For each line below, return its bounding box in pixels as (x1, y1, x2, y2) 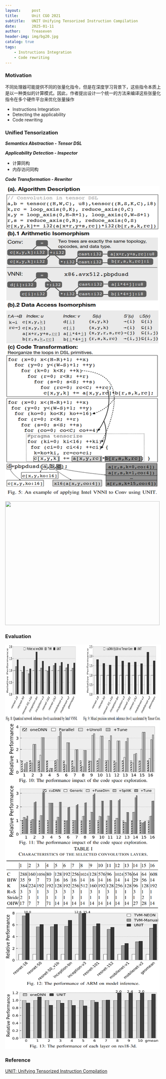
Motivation (5, 72, 32, 79)
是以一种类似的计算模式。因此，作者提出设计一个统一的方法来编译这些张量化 (5, 90, 161, 96)
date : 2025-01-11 (5, 24, 54, 29)
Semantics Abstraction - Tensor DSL (5, 140, 83, 146)
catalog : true (5, 40, 35, 45)
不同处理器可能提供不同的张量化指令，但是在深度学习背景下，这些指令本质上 (5, 84, 161, 90)
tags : (5, 45, 16, 50)
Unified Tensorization (5, 129, 58, 136)
